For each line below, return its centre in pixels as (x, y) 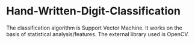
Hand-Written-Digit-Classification (93, 11)
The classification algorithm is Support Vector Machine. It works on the (94, 28)
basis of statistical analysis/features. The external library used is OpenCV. (98, 34)
